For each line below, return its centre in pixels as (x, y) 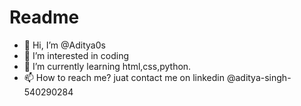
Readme (44, 17)
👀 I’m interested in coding (76, 55)
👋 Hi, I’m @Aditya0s (64, 45)
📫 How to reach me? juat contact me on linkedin (124, 77)
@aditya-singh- (259, 77)
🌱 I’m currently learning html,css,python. (107, 66)
